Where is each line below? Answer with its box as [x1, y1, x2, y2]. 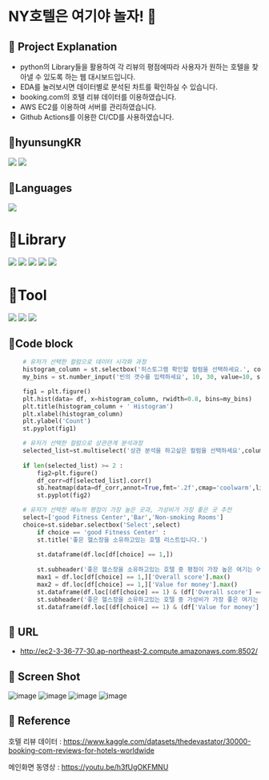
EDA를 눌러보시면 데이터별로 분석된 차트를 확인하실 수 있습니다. [19, 82, 218, 91]
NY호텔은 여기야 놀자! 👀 [8, 7, 157, 26]
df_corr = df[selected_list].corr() [37, 477, 152, 485]
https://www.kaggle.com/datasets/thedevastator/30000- [62, 736, 251, 746]
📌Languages [8, 181, 72, 195]
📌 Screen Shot [8, 669, 81, 683]
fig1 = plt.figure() [22, 387, 91, 396]
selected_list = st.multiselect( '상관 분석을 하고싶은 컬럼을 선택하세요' [22, 447, 242, 455]
